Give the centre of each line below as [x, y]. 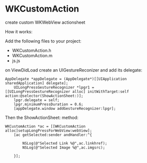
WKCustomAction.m [32, 55]
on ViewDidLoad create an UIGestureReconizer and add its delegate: [73, 70]
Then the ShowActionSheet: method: [42, 118]
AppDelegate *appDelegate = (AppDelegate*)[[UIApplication [66, 79]
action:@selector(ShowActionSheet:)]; [44, 96]
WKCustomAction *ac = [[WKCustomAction [45, 126]
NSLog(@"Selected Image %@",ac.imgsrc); [64, 148]
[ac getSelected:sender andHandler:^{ [53, 135]
